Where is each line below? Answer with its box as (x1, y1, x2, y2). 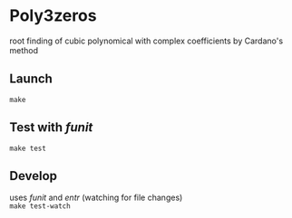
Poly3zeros (9, 5, 97, 26)
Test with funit (9, 119, 93, 136)
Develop (9, 168, 57, 184)
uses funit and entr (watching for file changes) (9, 192, 183, 204)
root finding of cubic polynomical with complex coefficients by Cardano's (9, 35, 284, 46)
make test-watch (9, 202, 71, 211)
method (9, 44, 39, 55)
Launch (9, 71, 53, 87)
